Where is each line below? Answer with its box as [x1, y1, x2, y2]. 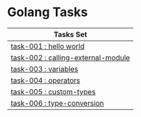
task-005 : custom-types [10, 87, 96, 97]
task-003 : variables [10, 64, 79, 74]
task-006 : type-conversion [10, 98, 105, 108]
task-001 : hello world [10, 41, 85, 51]
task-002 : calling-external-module [10, 53, 131, 62]
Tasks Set [53, 29, 87, 39]
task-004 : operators [10, 75, 80, 85]
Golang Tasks [7, 4, 89, 20]
